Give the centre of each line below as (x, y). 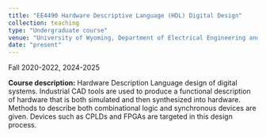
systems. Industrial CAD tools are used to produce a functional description (129, 91)
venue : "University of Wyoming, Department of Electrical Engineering (127, 38)
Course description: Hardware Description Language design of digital (123, 83)
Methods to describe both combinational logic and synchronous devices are (132, 108)
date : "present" (35, 45)
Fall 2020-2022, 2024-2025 (54, 67)
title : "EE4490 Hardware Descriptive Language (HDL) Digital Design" (125, 15)
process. (23, 125)
